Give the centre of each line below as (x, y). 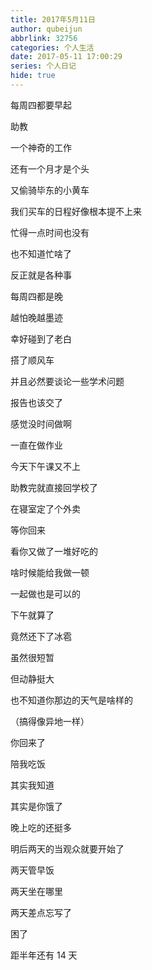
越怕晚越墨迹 (36, 317)
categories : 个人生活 (52, 47)
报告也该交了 (36, 402)
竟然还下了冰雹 (41, 636)
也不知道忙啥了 (41, 253)
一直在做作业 (36, 445)
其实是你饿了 (36, 806)
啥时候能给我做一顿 (50, 572)
